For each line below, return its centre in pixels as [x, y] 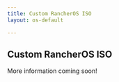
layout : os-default [35, 20]
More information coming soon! [52, 71]
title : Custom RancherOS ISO [49, 14]
